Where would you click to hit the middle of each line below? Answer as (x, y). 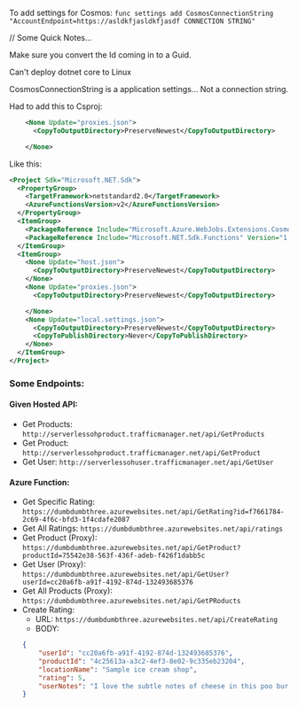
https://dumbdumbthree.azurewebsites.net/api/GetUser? (125, 575)
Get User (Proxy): (54, 564)
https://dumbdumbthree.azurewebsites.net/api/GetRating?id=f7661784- (153, 512)
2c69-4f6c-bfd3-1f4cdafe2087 (76, 520)
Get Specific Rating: (59, 502)
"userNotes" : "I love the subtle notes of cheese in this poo (156, 686)
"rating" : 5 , (63, 678)
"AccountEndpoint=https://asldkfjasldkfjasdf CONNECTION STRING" (132, 21)
